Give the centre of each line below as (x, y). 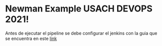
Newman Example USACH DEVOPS (79, 9)
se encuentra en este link (31, 38)
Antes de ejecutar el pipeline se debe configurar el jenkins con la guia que (81, 33)
